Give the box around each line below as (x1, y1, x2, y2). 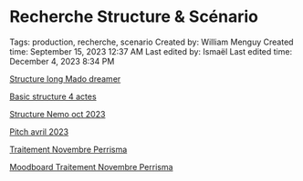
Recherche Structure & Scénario (9, 6, 258, 27)
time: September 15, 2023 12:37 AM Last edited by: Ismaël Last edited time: (9, 45, 293, 56)
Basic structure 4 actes (9, 91, 98, 102)
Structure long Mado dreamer (9, 73, 121, 84)
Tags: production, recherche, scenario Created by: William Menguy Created (9, 36, 294, 47)
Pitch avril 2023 (9, 126, 69, 137)
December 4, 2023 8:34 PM (9, 55, 115, 66)
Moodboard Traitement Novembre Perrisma (9, 161, 173, 172)
